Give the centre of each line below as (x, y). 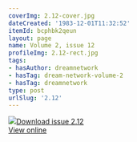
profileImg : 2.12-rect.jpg (53, 53)
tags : (17, 61)
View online (28, 130)
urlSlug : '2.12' (35, 98)
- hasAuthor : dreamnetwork (53, 68)
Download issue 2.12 (50, 122)
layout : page (30, 38)
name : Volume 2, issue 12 (51, 46)
